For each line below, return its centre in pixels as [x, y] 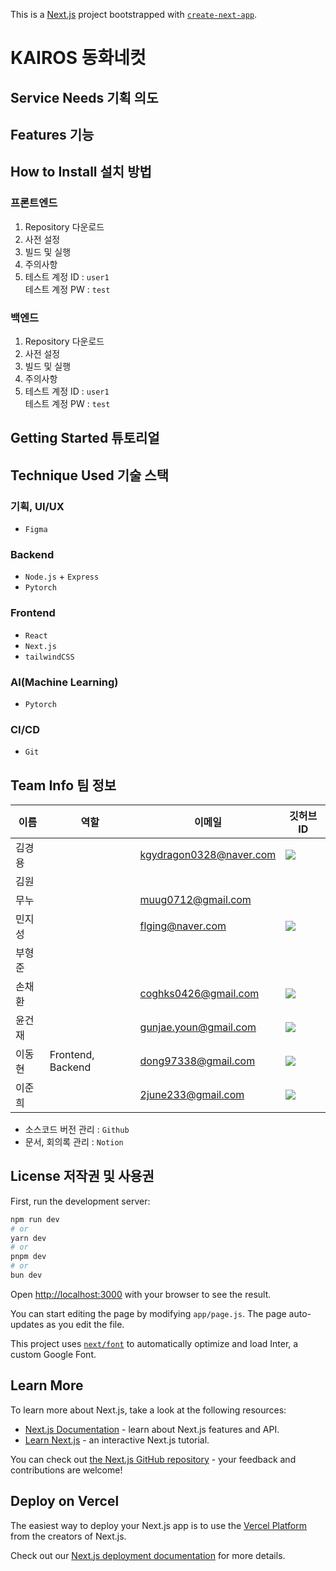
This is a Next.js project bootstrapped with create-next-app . [134, 14]
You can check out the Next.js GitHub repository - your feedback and [153, 1459]
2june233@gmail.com [192, 1095]
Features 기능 [52, 134]
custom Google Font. [53, 1354]
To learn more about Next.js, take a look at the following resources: [148, 1410]
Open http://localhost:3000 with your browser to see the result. [141, 1294]
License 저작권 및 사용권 [82, 1176]
